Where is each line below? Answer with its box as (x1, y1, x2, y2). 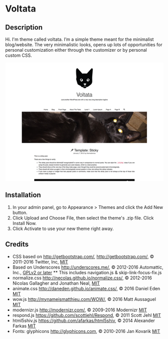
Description (5, 23, 43, 32)
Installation (5, 191, 41, 199)
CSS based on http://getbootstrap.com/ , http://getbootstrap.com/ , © (12, 253, 154, 259)
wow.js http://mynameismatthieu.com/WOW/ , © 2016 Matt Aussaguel (12, 296, 156, 302)
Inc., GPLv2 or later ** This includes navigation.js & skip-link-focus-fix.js (12, 269, 162, 275)
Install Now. (12, 220, 37, 226)
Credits (5, 240, 29, 249)
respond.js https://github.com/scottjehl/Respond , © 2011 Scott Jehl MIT (12, 312, 161, 318)
